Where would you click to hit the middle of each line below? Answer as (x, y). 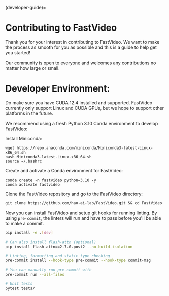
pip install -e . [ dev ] (29, 233)
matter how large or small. (32, 68)
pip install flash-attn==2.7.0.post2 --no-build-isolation (69, 247)
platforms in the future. (29, 113)
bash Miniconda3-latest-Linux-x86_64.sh (49, 157)
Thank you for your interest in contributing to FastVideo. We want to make (82, 42)
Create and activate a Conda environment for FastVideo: (64, 170)
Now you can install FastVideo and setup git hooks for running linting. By (81, 213)
